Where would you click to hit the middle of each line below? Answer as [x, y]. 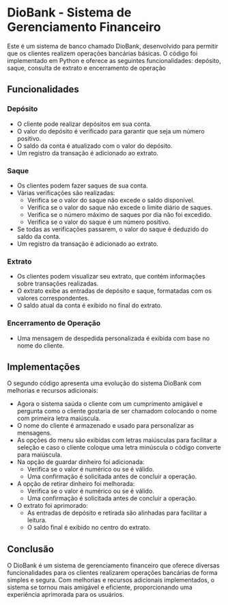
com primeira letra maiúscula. [59, 418]
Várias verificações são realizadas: [66, 192]
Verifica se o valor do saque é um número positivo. [99, 222]
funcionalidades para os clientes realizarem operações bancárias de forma [112, 573]
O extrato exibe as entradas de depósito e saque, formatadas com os [114, 291]
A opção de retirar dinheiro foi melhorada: [76, 484]
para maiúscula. [40, 455]
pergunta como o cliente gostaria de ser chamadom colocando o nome [117, 411]
